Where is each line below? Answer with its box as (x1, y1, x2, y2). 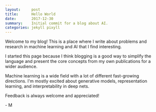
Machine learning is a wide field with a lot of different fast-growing (5, 73, 139, 79)
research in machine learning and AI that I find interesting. (5, 44, 122, 50)
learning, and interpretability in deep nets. (5, 83, 89, 89)
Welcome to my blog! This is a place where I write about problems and (5, 38, 147, 44)
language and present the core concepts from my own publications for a (5, 58, 151, 64)
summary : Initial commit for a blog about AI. (5, 20, 109, 26)
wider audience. (5, 64, 38, 70)
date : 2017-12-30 (5, 16, 54, 21)
